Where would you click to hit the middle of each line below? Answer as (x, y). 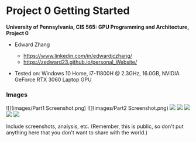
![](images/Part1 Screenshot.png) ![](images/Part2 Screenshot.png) (87, 108)
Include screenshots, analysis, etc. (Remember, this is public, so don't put (95, 126)
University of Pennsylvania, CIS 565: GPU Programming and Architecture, (97, 27)
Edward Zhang (32, 44)
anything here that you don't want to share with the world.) (77, 133)
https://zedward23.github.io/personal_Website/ (80, 62)
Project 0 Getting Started (68, 11)
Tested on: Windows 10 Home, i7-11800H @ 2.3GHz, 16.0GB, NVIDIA (97, 73)
